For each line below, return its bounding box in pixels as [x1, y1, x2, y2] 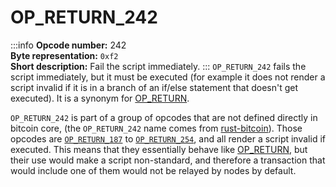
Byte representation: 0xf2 [10, 49, 119, 61]
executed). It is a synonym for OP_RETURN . [10, 92, 190, 104]
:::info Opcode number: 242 [10, 39, 127, 51]
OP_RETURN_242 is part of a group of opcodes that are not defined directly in [10, 111, 318, 123]
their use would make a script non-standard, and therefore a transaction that [10, 154, 326, 166]
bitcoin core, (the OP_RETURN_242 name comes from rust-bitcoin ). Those [10, 122, 303, 134]
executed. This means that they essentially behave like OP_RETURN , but [10, 143, 308, 155]
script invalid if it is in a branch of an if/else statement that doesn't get [10, 81, 299, 93]
